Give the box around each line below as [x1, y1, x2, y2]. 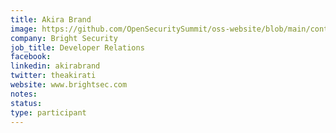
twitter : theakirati [10, 71, 97, 81]
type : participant [10, 107, 87, 118]
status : [10, 98, 43, 108]
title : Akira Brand [10, 14, 92, 25]
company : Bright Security [10, 33, 118, 43]
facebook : [10, 52, 52, 62]
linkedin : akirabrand [10, 61, 101, 71]
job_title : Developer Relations [10, 42, 145, 53]
